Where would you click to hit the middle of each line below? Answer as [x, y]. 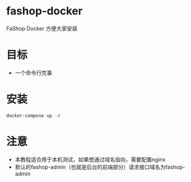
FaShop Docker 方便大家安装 [42, 28]
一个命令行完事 [33, 73]
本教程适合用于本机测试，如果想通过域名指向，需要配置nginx [90, 159]
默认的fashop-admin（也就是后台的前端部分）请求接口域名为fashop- [100, 167]
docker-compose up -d [33, 115]
